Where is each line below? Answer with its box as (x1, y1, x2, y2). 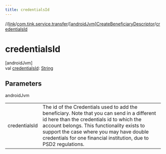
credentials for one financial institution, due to (42, 135, 149, 142)
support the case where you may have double (42, 128, 149, 135)
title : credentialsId (5, 7, 50, 12)
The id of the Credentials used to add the (42, 103, 138, 110)
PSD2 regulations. (42, 141, 85, 148)
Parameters (5, 79, 42, 88)
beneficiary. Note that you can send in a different (42, 110, 157, 117)
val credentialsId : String (5, 65, 53, 71)
